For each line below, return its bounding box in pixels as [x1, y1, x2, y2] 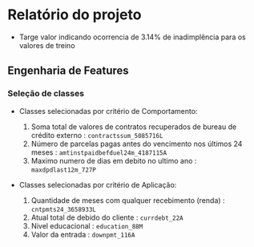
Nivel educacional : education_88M [30, 221, 143, 230]
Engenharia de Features [7, 64, 129, 78]
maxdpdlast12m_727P [30, 166, 97, 174]
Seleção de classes [7, 88, 85, 99]
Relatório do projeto [7, 6, 142, 24]
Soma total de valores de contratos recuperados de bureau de [30, 122, 237, 132]
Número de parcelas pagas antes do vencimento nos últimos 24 [30, 139, 243, 148]
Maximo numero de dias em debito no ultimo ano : [30, 156, 197, 165]
